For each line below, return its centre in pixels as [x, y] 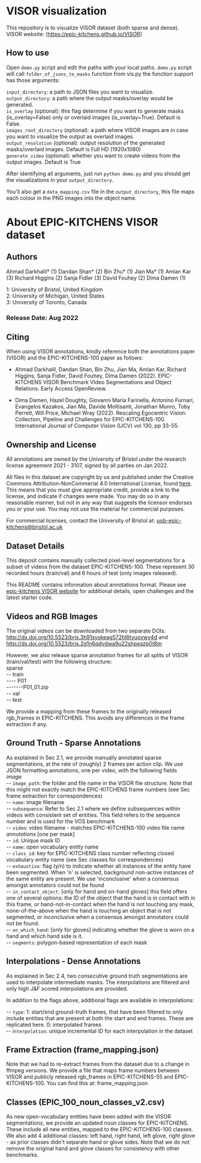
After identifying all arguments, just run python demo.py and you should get [98, 173]
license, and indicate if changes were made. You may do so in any [88, 496]
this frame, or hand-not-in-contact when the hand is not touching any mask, [100, 904]
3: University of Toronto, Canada [46, 302]
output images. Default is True [43, 162]
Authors [22, 257]
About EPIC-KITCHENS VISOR [82, 222]
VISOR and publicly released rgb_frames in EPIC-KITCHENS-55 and [90, 1077]
